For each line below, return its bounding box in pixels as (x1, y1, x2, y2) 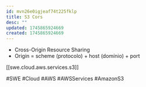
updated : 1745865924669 (6, 25, 64, 31)
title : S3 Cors (6, 14, 43, 20)
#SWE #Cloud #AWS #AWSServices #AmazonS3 (6, 75, 124, 82)
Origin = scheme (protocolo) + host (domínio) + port (14, 53, 140, 60)
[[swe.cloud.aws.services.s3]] (6, 64, 79, 71)
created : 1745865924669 (6, 30, 64, 36)
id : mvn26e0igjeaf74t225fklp (6, 8, 77, 15)
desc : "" (6, 19, 27, 25)
